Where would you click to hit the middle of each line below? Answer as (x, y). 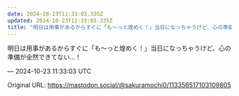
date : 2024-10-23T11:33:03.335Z (55, 14)
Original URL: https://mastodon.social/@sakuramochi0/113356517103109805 (119, 85)
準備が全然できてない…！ (44, 57)
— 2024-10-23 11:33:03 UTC (49, 71)
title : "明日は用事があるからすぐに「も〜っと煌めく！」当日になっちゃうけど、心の (115, 27)
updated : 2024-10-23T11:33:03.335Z (60, 21)
